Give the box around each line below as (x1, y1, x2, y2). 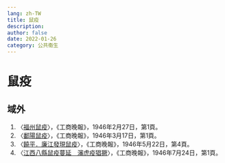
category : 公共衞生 (7, 42, 59, 49)
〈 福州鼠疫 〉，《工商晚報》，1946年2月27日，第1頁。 (16, 123, 162, 131)
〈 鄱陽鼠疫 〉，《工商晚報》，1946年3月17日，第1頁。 (16, 131, 161, 140)
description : (7, 23, 45, 30)
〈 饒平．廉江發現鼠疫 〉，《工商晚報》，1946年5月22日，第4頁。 (16, 140, 193, 148)
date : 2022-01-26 (7, 36, 57, 43)
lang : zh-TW (7, 10, 41, 17)
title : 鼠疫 (7, 17, 39, 23)
